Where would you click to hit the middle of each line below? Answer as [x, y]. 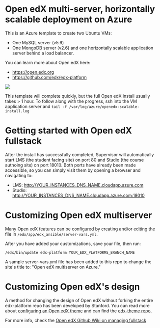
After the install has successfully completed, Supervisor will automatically [80, 154]
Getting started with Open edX [69, 131]
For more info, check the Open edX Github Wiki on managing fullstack [76, 320]
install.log [17, 111]
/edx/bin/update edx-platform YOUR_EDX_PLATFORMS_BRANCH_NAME [70, 252]
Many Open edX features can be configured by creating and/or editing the [80, 229]
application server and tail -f [36, 106]
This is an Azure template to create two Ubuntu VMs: [58, 33]
